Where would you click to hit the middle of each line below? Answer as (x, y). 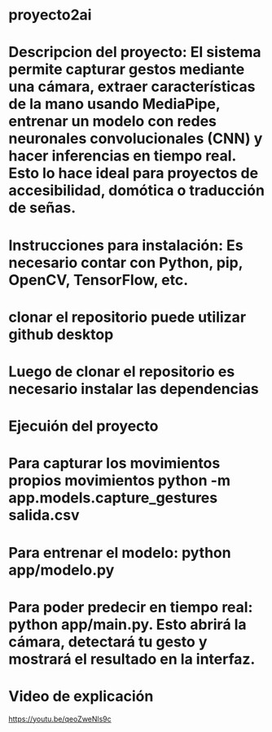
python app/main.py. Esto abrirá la (127, 624)
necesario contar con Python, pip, (125, 263)
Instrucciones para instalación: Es (126, 245)
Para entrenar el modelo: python (120, 552)
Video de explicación (81, 696)
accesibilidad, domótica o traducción (136, 191)
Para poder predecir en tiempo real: (131, 607)
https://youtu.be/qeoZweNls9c (60, 719)
